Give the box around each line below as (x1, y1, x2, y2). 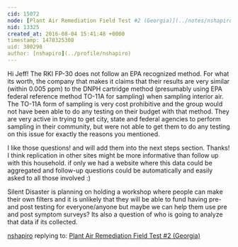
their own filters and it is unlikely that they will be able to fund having (7, 194, 208, 203)
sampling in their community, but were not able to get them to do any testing (7, 122, 230, 131)
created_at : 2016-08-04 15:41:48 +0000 (7, 30, 125, 38)
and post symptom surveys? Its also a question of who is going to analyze (7, 210, 223, 219)
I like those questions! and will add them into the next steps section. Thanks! (7, 143, 230, 152)
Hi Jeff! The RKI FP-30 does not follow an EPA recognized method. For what (7, 69, 229, 78)
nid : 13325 (7, 23, 40, 31)
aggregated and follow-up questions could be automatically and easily (7, 166, 213, 175)
